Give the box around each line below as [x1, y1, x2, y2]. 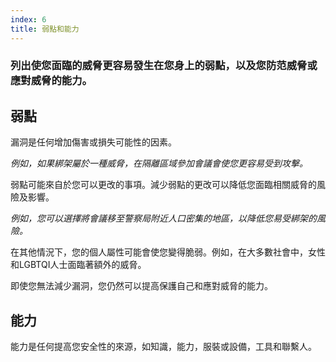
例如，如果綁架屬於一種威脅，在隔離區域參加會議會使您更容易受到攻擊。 [10, 157, 308, 170]
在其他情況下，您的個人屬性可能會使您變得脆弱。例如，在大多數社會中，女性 [10, 246, 326, 258]
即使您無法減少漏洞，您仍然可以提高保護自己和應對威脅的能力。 [10, 280, 273, 292]
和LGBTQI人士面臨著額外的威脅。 [10, 259, 147, 271]
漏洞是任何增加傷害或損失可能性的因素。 [10, 136, 177, 148]
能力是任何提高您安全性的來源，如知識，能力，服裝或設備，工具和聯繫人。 [10, 341, 317, 353]
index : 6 [10, 14, 47, 25]
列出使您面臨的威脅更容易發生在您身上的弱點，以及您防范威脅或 [10, 59, 318, 73]
